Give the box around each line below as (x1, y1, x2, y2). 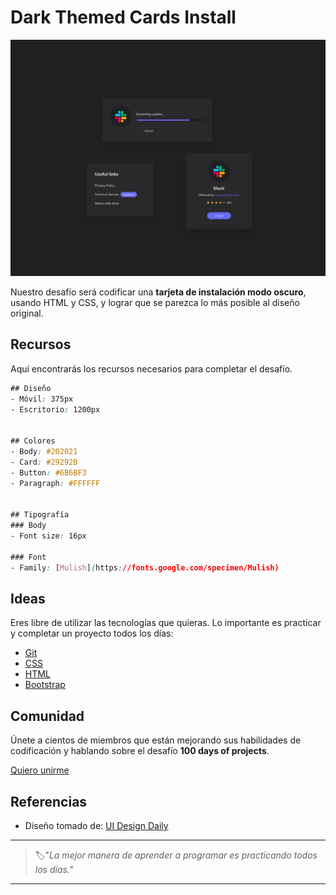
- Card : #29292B (10, 457, 78, 467)
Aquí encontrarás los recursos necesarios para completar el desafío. (10, 362, 293, 375)
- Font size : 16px (10, 531, 87, 541)
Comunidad (10, 707, 85, 725)
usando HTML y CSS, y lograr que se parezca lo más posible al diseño (10, 296, 300, 308)
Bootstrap (24, 679, 66, 691)
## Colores (10, 436, 56, 446)
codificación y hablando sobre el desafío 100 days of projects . (10, 745, 270, 757)
